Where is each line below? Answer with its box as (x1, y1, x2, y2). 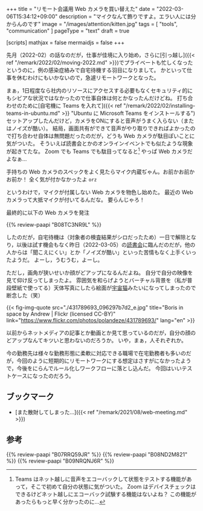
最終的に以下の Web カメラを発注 (6, 209, 89, 216)
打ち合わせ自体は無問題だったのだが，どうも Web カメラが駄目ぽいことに (11, 132, 195, 139)
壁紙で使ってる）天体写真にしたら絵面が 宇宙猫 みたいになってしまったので (11, 284, 196, 291)
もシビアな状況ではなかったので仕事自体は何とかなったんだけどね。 (6, 94, 176, 102)
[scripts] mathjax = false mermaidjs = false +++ (6, 39, 125, 46)
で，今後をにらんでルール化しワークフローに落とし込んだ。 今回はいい (6, 365, 182, 372)
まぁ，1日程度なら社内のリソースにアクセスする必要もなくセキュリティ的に (6, 87, 193, 94)
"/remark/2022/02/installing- (123, 102, 196, 109)
